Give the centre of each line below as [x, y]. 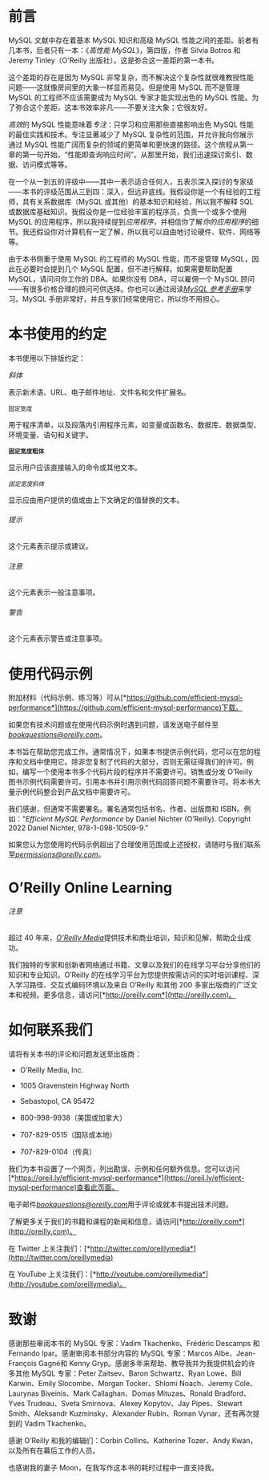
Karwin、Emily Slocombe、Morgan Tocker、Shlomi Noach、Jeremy [121, 1383]
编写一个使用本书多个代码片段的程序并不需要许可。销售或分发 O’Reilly [137, 772]
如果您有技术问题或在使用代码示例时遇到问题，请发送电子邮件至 [113, 725]
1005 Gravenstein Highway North [74, 1085]
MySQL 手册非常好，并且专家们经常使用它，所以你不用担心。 [123, 298]
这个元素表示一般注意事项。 [54, 592]
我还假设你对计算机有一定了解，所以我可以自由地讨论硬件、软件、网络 [138, 231]
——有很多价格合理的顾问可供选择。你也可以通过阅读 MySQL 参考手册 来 [127, 289]
